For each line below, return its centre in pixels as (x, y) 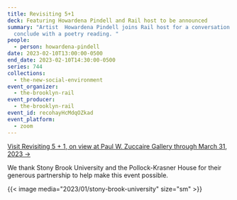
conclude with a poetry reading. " (66, 34)
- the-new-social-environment (58, 80)
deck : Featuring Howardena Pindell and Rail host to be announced (108, 21)
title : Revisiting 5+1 (41, 14)
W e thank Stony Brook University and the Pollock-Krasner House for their (115, 167)
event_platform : (31, 119)
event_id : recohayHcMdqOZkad (50, 113)
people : (19, 40)
